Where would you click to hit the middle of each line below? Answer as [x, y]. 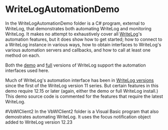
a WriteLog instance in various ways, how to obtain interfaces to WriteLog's [83, 44]
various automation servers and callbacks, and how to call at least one [78, 50]
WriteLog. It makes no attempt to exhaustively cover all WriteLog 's [74, 34]
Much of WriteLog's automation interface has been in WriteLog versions [79, 80]
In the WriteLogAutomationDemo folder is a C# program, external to [75, 23]
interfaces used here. [27, 70]
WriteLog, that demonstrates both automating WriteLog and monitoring [78, 28]
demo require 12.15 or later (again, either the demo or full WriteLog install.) [82, 91]
